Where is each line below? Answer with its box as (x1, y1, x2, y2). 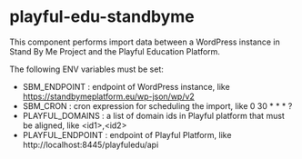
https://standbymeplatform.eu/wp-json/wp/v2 (22, 91, 196, 102)
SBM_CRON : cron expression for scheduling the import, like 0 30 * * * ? (22, 100, 293, 111)
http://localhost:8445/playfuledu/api (22, 139, 159, 150)
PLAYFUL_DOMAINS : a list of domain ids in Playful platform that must (22, 110, 285, 121)
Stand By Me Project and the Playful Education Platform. (9, 45, 221, 56)
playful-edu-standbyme (9, 6, 196, 27)
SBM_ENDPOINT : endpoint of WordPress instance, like (22, 81, 230, 92)
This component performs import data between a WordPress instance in (9, 36, 280, 47)
